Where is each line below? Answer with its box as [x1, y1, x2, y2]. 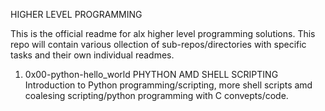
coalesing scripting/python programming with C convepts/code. [24, 90, 289, 101]
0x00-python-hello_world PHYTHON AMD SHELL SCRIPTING [24, 69, 279, 80]
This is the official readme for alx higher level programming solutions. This [10, 28, 316, 39]
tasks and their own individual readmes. [10, 49, 175, 61]
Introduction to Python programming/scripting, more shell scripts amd [24, 79, 313, 91]
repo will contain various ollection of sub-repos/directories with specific [10, 39, 307, 50]
